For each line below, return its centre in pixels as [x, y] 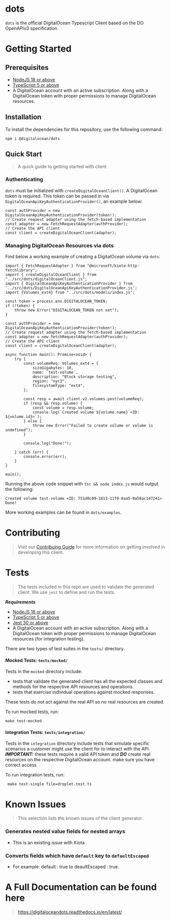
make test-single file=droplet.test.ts [50, 784]
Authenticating [24, 180]
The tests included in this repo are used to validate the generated [86, 587]
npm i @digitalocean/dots [32, 138]
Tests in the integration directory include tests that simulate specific [77, 744]
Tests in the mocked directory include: [44, 671]
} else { [33, 421]
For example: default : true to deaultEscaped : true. [66, 866]
